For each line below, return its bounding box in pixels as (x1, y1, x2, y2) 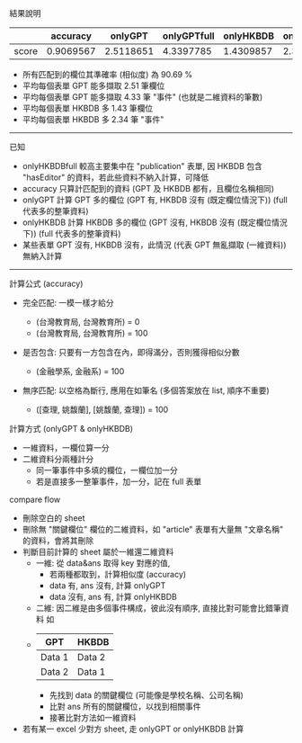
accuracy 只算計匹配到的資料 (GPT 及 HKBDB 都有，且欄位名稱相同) (22, 184, 275, 193)
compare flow (9, 494, 61, 505)
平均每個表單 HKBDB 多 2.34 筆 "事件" (22, 114, 164, 124)
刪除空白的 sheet (22, 513, 85, 524)
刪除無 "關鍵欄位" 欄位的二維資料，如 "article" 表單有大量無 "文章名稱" (22, 524, 284, 534)
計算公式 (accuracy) (9, 278, 84, 289)
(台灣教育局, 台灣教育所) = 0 (35, 317, 140, 327)
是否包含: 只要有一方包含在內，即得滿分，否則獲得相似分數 (22, 347, 240, 357)
